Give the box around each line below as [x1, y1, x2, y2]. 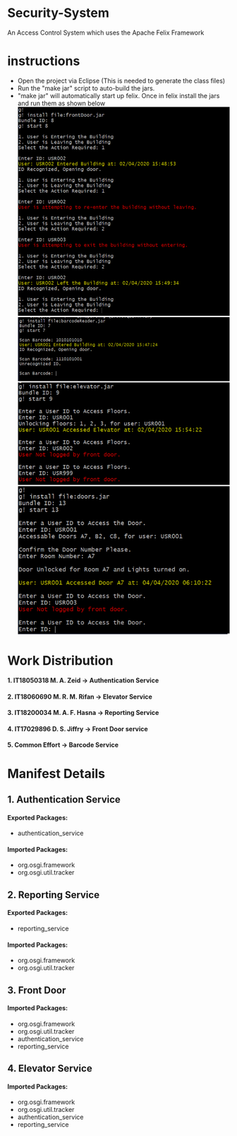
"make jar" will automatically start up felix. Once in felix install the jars [17, 91, 220, 100]
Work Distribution [7, 652, 114, 668]
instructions [7, 53, 80, 69]
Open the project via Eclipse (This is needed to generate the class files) [17, 76, 226, 85]
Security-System [7, 5, 109, 21]
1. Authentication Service [7, 793, 121, 806]
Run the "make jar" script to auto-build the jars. [17, 83, 155, 93]
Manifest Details [7, 765, 106, 781]
